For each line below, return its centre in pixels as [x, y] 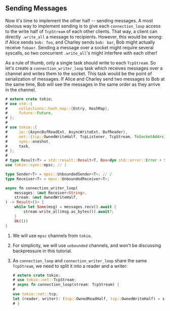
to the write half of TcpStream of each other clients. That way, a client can [81, 31]
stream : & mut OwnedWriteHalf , [46, 197]
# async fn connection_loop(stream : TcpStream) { [66, 285]
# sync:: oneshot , [28, 142]
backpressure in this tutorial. [42, 251]
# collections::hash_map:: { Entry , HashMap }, [57, 109]
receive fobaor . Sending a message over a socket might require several [79, 47]
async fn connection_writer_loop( [42, 188]
